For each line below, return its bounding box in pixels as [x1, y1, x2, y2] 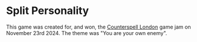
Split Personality [6, 4, 89, 17]
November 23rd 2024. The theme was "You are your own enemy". [6, 29, 167, 36]
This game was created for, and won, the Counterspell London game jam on [6, 23, 191, 30]
